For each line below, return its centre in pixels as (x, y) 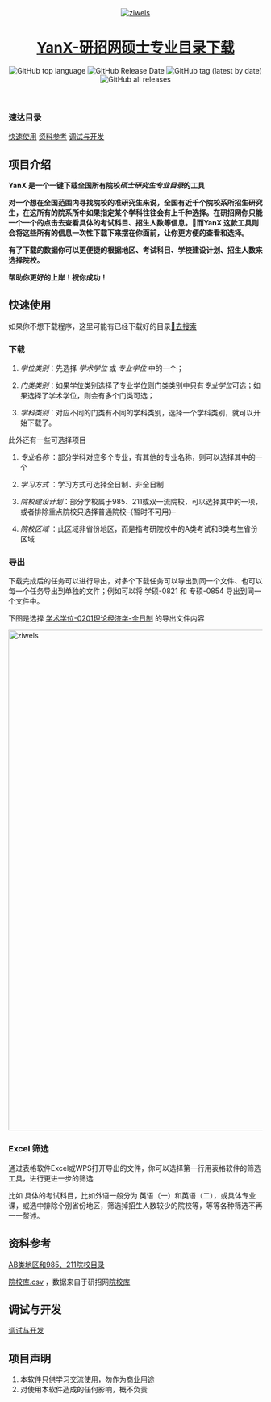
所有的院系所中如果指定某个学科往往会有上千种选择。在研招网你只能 (149, 213)
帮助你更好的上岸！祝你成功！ (58, 277)
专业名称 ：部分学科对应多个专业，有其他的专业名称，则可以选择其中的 (138, 457)
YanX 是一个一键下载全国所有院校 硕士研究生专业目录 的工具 (107, 186)
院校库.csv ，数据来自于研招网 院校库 (69, 1282)
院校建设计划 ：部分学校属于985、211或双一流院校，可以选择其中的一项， (141, 502)
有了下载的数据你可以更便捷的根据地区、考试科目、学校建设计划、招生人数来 (135, 251)
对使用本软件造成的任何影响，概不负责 (83, 1390)
